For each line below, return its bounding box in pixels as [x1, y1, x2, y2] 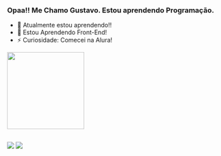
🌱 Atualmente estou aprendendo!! [16, 21, 112, 29]
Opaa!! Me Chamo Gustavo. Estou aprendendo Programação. [7, 5, 214, 15]
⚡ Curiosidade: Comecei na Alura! [16, 36, 113, 44]
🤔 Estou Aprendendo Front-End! [16, 28, 107, 36]
